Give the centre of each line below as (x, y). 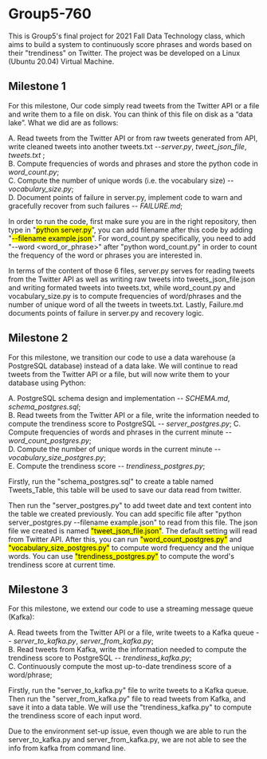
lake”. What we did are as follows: (63, 122)
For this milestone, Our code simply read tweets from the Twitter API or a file (134, 105)
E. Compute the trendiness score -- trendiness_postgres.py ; (107, 466)
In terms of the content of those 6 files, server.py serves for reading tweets (132, 270)
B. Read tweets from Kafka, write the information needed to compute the (128, 650)
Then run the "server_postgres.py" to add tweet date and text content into (130, 505)
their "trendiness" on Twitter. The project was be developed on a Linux (124, 53)
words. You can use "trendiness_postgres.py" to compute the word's (122, 556)
